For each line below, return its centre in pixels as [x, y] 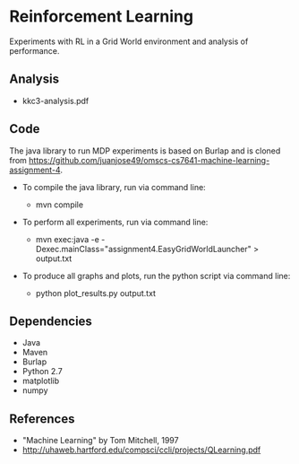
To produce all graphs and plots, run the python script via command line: [156, 276]
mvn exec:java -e [68, 239]
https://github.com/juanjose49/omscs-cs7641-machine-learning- [149, 160]
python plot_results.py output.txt [96, 293]
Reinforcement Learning [102, 17]
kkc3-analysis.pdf [56, 101]
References [42, 419]
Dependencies [51, 321]
